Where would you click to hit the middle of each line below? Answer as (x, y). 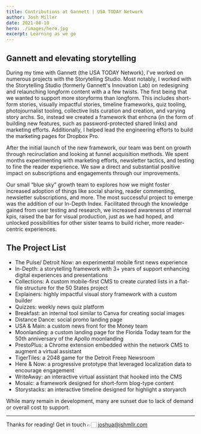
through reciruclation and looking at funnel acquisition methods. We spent (98, 154)
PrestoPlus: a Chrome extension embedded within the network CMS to (102, 345)
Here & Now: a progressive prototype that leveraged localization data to (103, 364)
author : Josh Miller (32, 17)
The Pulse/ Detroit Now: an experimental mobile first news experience (101, 262)
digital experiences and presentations (61, 275)
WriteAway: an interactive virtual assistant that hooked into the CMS (98, 377)
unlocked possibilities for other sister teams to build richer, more (86, 222)
